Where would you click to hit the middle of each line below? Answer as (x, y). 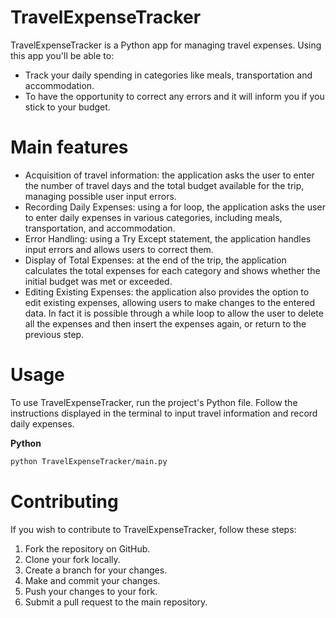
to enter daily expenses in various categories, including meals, (153, 217)
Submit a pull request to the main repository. (116, 602)
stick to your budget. (67, 107)
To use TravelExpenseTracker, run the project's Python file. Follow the (154, 402)
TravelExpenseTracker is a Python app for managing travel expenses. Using (166, 45)
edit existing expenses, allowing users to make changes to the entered (170, 302)
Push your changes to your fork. (91, 591)
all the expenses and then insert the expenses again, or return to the (165, 323)
